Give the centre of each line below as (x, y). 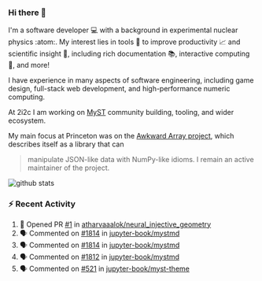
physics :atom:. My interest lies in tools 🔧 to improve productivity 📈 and (124, 42)
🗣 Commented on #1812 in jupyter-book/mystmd (99, 257)
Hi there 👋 (28, 13)
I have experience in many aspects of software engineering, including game (131, 80)
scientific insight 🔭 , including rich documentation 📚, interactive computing (129, 54)
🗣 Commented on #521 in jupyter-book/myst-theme (105, 268)
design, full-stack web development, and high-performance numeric (119, 89)
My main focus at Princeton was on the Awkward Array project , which (121, 136)
